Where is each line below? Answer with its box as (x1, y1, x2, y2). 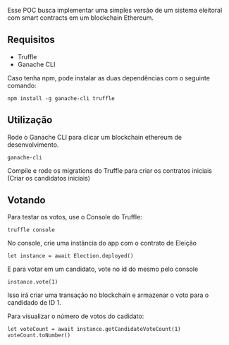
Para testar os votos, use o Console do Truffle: (7, 213, 142, 222)
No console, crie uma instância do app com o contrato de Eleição (7, 239, 197, 248)
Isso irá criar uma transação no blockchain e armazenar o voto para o (7, 291, 209, 299)
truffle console (7, 226, 55, 234)
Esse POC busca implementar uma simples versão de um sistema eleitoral (7, 6, 223, 14)
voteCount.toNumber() (7, 332, 71, 339)
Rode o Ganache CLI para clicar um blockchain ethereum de (7, 133, 182, 141)
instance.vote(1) (7, 279, 58, 286)
